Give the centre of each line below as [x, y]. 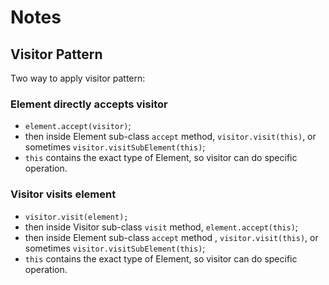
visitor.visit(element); [76, 217]
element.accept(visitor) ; [78, 126]
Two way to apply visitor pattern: [78, 78]
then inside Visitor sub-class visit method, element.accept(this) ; [161, 227]
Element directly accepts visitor [89, 104]
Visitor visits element [63, 194]
